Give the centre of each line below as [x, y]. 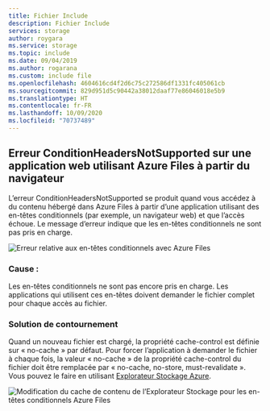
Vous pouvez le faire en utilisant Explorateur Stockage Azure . [110, 376]
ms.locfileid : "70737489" [52, 121]
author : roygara [35, 38]
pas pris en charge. [40, 232]
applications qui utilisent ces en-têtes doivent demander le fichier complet [132, 294]
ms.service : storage [43, 46]
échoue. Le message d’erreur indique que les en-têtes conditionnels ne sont [135, 223]
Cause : [24, 268]
